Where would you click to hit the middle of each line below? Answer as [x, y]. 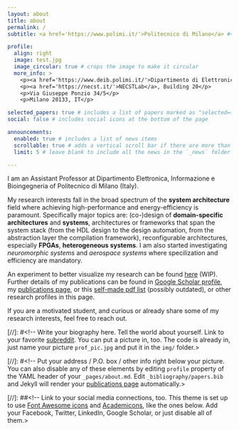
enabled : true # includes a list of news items [86, 139]
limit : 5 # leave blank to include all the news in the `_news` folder [122, 152]
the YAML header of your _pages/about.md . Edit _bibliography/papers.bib [116, 377]
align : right [33, 53]
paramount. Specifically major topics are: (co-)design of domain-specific [115, 215]
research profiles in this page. [51, 297]
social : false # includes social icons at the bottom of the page [108, 119]
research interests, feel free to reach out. [68, 319]
